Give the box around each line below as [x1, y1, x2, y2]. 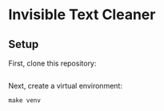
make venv [8, 97, 42, 105]
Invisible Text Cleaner [8, 6, 156, 24]
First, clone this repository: [8, 58, 97, 68]
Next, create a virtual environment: [8, 81, 122, 90]
